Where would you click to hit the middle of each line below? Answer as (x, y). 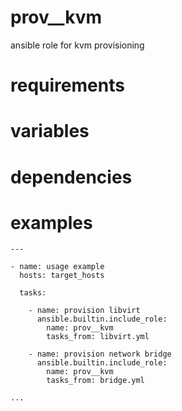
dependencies (71, 177)
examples (51, 222)
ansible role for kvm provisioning (77, 45)
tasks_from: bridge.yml (95, 381)
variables (50, 131)
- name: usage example (57, 267)
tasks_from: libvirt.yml (98, 337)
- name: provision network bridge (100, 354)
